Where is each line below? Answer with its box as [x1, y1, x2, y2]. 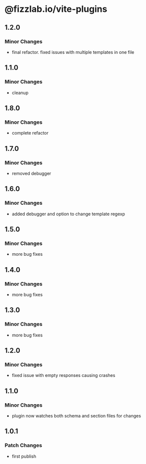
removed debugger [11, 170, 51, 176]
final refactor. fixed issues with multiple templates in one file [11, 49, 135, 55]
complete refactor [11, 130, 49, 136]
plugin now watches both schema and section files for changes [11, 413, 142, 419]
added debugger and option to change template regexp [11, 211, 125, 217]
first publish [11, 453, 37, 459]
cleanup [11, 90, 29, 95]
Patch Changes [4, 442, 43, 449]
